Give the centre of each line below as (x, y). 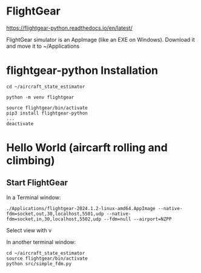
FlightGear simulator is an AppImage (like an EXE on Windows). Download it (100, 39)
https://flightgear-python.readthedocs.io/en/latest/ (70, 28)
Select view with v (29, 230)
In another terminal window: (41, 242)
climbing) (31, 161)
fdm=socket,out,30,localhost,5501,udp (55, 214)
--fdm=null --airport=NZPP (138, 219)
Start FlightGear (37, 183)
